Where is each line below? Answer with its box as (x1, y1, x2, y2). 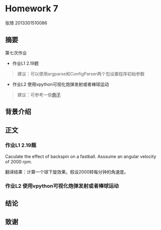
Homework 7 (5, 3, 58, 14)
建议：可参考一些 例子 (17, 92, 61, 98)
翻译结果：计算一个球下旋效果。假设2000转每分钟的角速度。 (5, 169, 129, 175)
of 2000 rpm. (5, 158, 32, 164)
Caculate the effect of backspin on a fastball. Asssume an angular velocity (5, 153, 157, 159)
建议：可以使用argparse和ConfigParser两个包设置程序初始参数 (17, 71, 145, 77)
